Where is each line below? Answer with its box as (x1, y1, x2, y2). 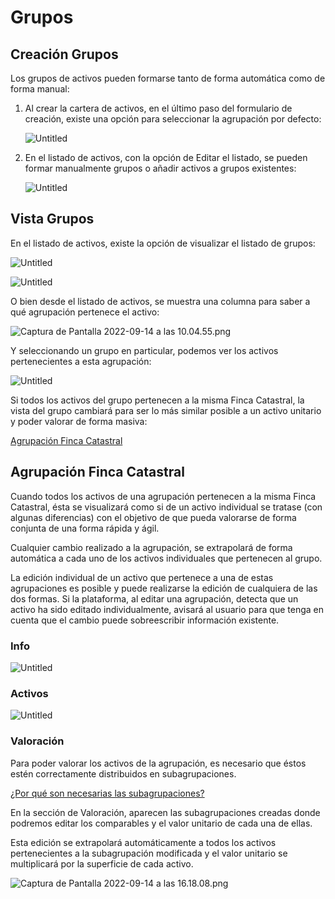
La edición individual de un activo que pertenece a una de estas (10, 571, 274, 583)
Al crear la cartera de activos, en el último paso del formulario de (24, 102, 293, 114)
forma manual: (10, 83, 70, 95)
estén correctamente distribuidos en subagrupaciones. (10, 767, 237, 780)
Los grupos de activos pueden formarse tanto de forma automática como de (10, 72, 326, 84)
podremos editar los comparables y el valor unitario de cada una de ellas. (10, 817, 313, 829)
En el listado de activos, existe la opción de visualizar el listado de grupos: (10, 237, 316, 249)
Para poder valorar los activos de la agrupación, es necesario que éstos (10, 757, 307, 769)
